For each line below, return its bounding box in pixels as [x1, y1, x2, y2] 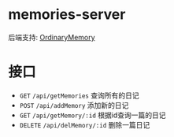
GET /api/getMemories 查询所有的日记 [19, 91, 139, 100]
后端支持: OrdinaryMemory [8, 32, 96, 42]
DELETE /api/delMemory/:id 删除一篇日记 [19, 120, 150, 129]
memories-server [8, 6, 126, 24]
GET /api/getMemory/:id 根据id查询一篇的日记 [19, 110, 166, 120]
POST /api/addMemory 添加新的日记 [19, 100, 129, 109]
